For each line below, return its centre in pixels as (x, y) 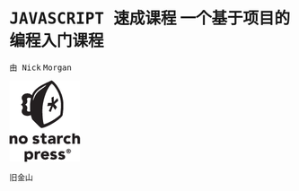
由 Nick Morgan (40, 67)
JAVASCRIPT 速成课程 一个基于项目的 (150, 19)
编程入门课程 (57, 41)
